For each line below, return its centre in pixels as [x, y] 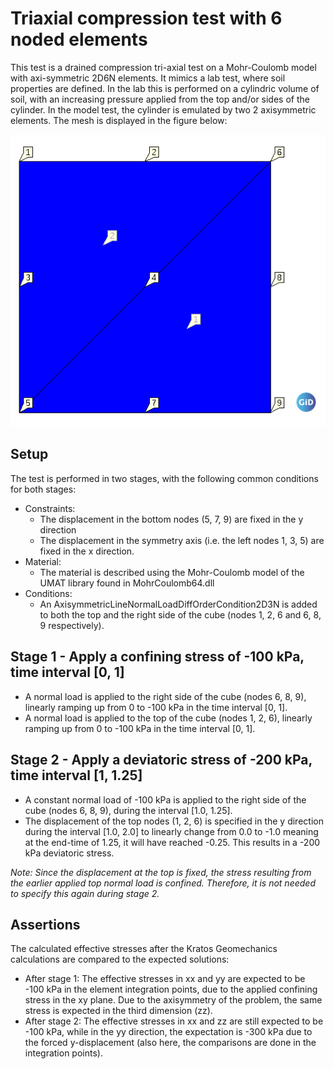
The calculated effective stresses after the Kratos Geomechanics [144, 949]
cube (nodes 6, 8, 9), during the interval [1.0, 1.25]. [128, 810]
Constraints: [50, 508]
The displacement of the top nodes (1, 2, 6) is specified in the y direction [174, 821]
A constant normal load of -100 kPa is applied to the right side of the [165, 799]
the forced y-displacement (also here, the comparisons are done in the [170, 1043]
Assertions [45, 924]
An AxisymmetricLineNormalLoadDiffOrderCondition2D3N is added [178, 604]
